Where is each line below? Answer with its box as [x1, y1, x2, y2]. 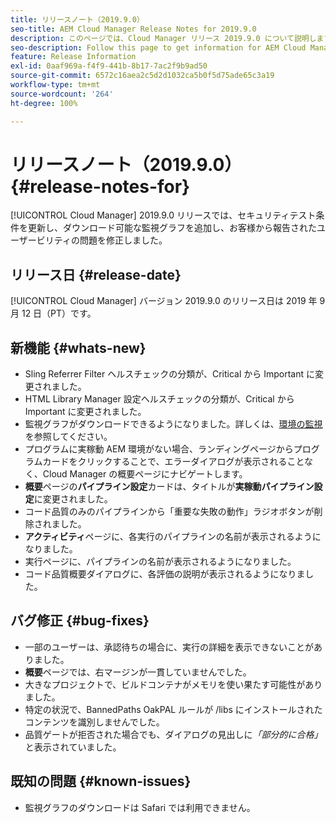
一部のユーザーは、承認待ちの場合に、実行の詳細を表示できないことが [24, 641, 315, 653]
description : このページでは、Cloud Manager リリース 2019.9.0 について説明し [10, 33, 317, 43]
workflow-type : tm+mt [10, 80, 101, 90]
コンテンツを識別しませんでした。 [24, 716, 165, 728]
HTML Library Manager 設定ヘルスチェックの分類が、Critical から [24, 393, 295, 405]
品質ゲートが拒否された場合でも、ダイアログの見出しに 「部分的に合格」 [24, 728, 323, 740]
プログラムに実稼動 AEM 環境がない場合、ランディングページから [24, 443, 294, 455]
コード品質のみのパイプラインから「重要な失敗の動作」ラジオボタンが [24, 506, 315, 518]
